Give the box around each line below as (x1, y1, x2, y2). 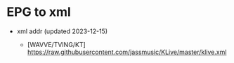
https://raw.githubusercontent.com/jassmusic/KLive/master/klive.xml (27, 48, 227, 56)
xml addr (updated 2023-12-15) (16, 27, 108, 35)
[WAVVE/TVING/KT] (27, 40, 86, 48)
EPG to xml (6, 4, 71, 20)
